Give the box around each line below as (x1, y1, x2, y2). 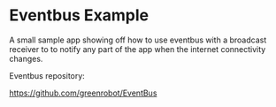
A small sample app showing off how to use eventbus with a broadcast (9, 34, 267, 45)
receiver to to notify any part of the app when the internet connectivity (9, 43, 266, 54)
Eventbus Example (9, 5, 149, 26)
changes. (9, 53, 43, 64)
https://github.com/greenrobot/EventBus (9, 88, 157, 98)
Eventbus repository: (9, 70, 86, 80)
